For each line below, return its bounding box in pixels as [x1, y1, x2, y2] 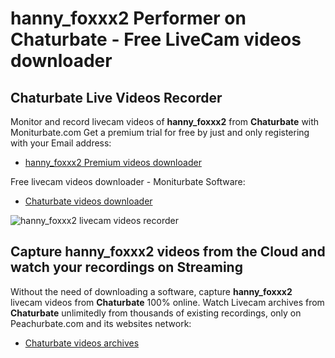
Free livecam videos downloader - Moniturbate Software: [10, 176, 246, 187]
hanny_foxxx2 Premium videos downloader [24, 157, 202, 168]
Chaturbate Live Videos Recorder [10, 89, 223, 106]
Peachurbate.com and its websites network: [10, 317, 192, 329]
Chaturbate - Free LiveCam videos [10, 28, 302, 51]
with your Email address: [10, 137, 112, 149]
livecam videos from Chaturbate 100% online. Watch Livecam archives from [10, 296, 325, 308]
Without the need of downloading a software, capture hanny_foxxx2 [10, 285, 293, 297]
